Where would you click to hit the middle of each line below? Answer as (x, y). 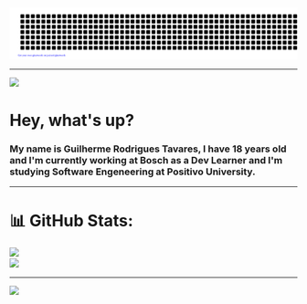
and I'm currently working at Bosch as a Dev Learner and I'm (146, 160)
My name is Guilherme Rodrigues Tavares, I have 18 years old (148, 149)
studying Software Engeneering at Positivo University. (132, 172)
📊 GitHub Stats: (72, 221)
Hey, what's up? (72, 120)
